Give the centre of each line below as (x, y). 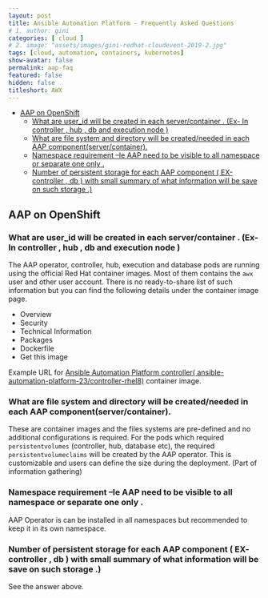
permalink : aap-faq (41, 68)
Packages (36, 340)
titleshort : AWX (35, 90)
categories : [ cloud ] (46, 38)
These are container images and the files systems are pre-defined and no (130, 429)
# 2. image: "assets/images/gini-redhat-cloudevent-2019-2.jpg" (118, 46)
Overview (36, 315)
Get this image (44, 357)
